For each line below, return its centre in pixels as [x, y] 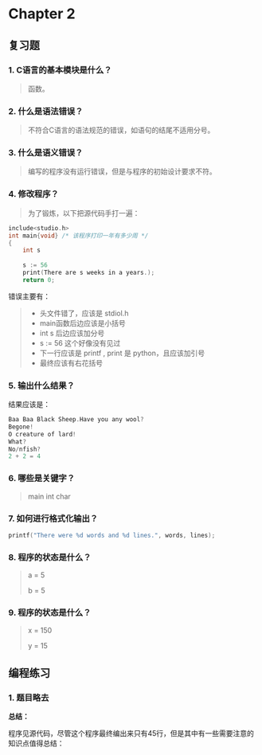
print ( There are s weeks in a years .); [89, 273]
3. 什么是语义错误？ [46, 153]
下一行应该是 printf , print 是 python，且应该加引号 [122, 353]
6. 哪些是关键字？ [42, 479]
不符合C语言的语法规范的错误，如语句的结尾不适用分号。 [121, 130]
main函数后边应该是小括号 [82, 323]
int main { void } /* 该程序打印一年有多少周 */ [78, 236]
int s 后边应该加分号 [72, 333]
